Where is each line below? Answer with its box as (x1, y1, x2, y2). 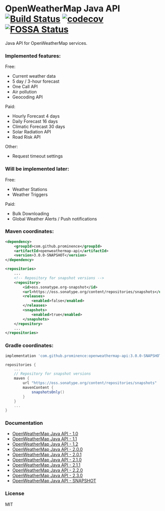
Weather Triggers (12, 192, 48, 197)
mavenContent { (23, 385, 54, 390)
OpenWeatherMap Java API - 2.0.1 (12, 451, 82, 458)
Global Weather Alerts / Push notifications (12, 216, 97, 222)
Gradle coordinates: (5, 342, 54, 349)
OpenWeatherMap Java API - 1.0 (12, 431, 79, 437)
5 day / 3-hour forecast (12, 78, 60, 84)
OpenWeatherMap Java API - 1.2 (12, 441, 79, 447)
